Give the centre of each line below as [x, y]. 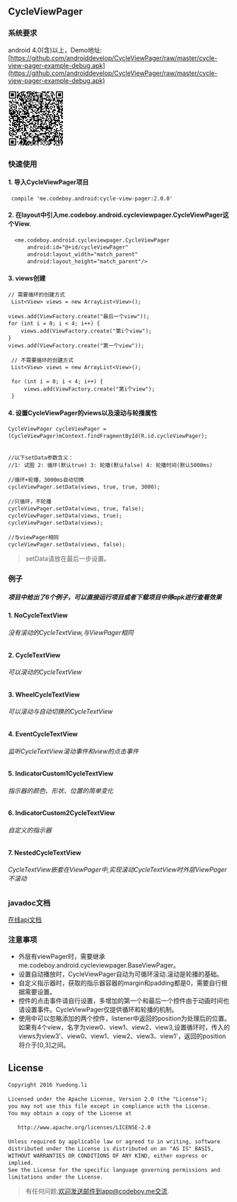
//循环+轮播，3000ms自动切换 [46, 480]
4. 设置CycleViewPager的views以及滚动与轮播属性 [83, 412]
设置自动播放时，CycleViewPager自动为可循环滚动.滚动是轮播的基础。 [121, 974]
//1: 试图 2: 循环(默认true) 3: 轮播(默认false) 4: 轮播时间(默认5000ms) [110, 466]
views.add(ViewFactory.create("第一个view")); [76, 346]
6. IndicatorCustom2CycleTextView [62, 813]
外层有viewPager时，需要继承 [62, 957]
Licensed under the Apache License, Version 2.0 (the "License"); [108, 1099]
